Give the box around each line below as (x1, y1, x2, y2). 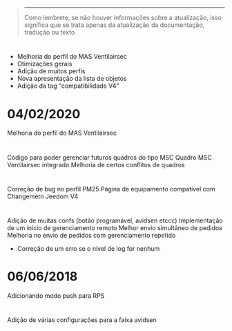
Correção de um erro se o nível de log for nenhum (17, 244, 160, 252)
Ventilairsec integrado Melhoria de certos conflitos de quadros (7, 160, 185, 169)
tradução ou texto (23, 28, 75, 37)
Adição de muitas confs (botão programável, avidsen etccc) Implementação (7, 216, 223, 225)
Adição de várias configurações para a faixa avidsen (7, 316, 157, 324)
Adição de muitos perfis (17, 67, 86, 75)
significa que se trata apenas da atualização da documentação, (23, 21, 205, 29)
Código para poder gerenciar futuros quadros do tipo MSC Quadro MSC (7, 153, 213, 162)
